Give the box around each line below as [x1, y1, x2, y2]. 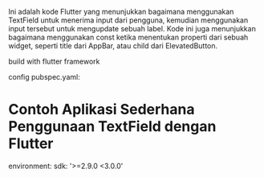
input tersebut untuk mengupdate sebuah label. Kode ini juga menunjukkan [8, 24, 257, 33]
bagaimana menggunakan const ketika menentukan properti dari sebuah [8, 32, 249, 42]
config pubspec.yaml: [8, 72, 80, 81]
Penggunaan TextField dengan [8, 117, 217, 136]
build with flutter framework [8, 56, 100, 66]
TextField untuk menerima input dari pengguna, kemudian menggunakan [8, 15, 249, 25]
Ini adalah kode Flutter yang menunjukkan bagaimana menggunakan [8, 7, 234, 16]
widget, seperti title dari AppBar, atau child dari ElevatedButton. [8, 41, 218, 51]
